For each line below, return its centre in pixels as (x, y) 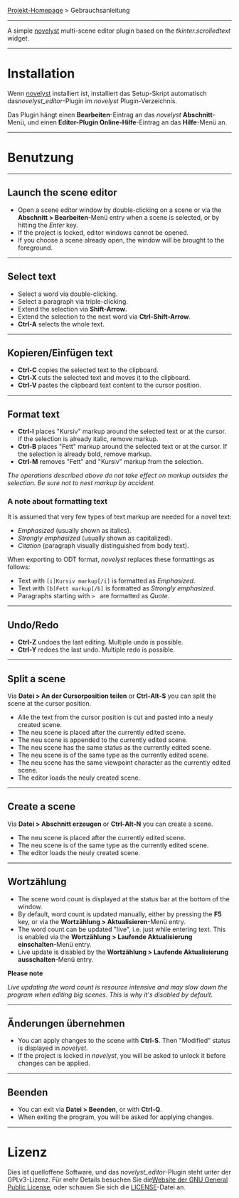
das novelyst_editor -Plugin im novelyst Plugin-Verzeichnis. (92, 101)
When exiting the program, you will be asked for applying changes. (116, 1117)
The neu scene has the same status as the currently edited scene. (115, 748)
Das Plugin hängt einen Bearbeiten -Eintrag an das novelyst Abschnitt (110, 115)
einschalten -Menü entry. (55, 944)
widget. (18, 38)
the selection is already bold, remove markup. (85, 454)
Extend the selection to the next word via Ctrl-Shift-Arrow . (104, 317)
